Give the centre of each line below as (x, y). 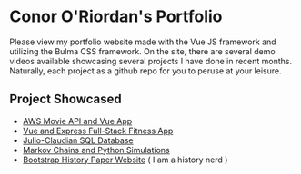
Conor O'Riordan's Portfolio (116, 17)
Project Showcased (65, 99)
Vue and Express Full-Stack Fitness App (98, 130)
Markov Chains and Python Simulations (96, 150)
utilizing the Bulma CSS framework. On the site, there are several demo (142, 51)
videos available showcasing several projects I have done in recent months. (151, 61)
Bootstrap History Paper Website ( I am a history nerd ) (125, 159)
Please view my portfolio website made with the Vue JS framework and (143, 42)
